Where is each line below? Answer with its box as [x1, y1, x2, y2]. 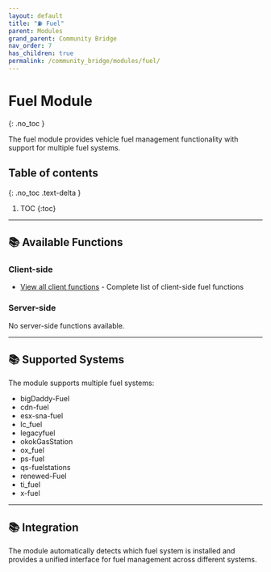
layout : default [8, 11, 63, 20]
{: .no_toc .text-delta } [8, 188, 81, 197]
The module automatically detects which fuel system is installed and [8, 546, 236, 556]
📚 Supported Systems [8, 353, 125, 367]
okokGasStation [19, 437, 73, 447]
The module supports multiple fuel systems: [8, 378, 155, 388]
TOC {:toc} [19, 203, 56, 213]
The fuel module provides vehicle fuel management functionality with [8, 134, 239, 144]
